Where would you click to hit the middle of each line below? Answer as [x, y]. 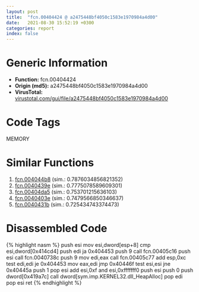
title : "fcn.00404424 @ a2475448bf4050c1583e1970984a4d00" [82, 17]
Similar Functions [50, 163]
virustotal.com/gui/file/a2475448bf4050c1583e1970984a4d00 [91, 99]
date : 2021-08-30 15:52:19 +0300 [50, 23]
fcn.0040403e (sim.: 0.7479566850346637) [69, 198]
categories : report [30, 28]
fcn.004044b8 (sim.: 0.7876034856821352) [69, 179]
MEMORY [18, 139]
